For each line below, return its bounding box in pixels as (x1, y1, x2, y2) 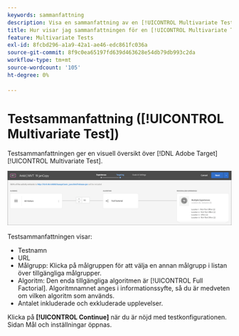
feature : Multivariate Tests (7, 34, 94, 41)
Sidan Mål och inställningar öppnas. (7, 320, 112, 329)
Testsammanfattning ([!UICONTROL (7, 110, 224, 127)
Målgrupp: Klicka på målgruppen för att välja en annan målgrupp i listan (17, 261, 228, 270)
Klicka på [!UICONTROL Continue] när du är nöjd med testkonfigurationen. (7, 313, 228, 321)
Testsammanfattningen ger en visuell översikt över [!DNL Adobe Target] (7, 149, 218, 158)
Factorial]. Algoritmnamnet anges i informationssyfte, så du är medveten (17, 283, 230, 292)
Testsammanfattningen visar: (7, 232, 92, 241)
